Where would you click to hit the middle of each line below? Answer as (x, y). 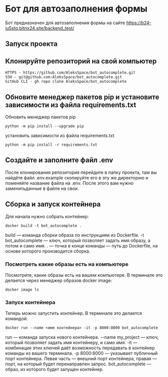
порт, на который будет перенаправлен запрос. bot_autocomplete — (78, 364)
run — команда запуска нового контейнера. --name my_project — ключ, (82, 337)
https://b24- (139, 23)
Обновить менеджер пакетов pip (41, 117)
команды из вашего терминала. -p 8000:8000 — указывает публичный (81, 353)
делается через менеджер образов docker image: (59, 280)
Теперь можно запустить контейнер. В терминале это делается (73, 313)
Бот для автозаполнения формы (76, 9)
